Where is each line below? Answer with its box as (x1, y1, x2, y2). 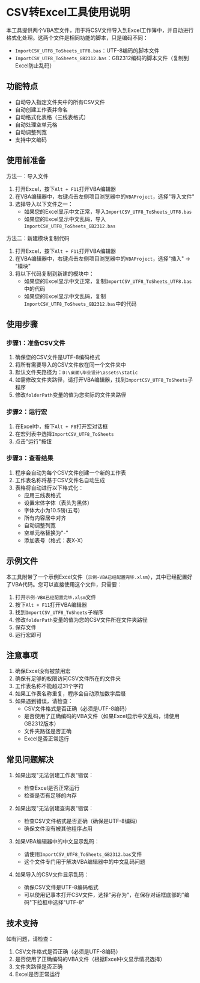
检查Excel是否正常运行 (23, 784, 80, 792)
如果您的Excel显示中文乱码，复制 (23, 293, 106, 300)
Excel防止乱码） (14, 61, 55, 69)
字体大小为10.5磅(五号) (23, 506, 80, 513)
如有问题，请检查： (6, 935, 54, 943)
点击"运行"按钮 (14, 438, 52, 445)
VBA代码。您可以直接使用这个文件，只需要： (11, 580, 123, 588)
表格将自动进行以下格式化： (14, 484, 84, 491)
